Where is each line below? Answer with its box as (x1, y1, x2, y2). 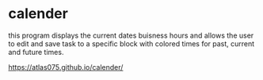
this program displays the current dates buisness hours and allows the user (8, 31, 254, 40)
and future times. (8, 47, 64, 56)
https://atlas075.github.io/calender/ (8, 62, 124, 71)
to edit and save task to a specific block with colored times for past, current (8, 38, 255, 48)
